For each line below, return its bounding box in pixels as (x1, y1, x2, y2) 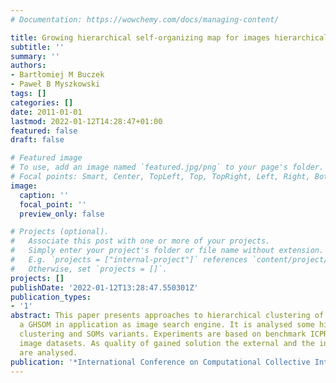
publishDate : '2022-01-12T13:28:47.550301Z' (10, 282, 199, 293)
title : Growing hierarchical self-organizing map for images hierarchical (10, 32, 329, 43)
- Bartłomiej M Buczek (10, 70, 105, 80)
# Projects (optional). (10, 227, 110, 237)
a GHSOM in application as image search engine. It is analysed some (19, 320, 315, 330)
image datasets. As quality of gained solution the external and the (19, 338, 315, 348)
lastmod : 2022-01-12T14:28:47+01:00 (10, 116, 163, 126)
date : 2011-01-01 (10, 107, 83, 117)
